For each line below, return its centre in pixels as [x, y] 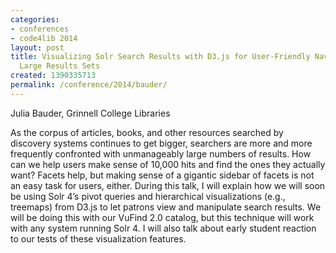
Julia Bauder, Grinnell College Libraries [90, 113]
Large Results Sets [60, 66]
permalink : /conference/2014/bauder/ [89, 85]
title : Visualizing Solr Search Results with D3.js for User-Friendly [160, 57]
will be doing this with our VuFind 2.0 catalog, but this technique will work [162, 217]
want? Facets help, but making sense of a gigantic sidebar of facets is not [162, 175]
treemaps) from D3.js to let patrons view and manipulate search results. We [166, 207]
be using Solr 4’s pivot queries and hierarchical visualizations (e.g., [148, 196]
